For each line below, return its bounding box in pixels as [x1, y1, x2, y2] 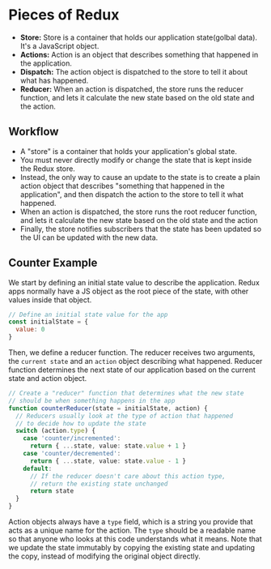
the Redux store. [19, 164, 75, 173]
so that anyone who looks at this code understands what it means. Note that [8, 534, 263, 544]
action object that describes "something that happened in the [19, 181, 225, 190]
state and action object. [8, 374, 87, 383]
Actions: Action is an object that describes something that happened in [19, 49, 259, 59]
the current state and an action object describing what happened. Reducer [8, 357, 263, 366]
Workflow [8, 125, 59, 139]
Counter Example [8, 256, 98, 270]
